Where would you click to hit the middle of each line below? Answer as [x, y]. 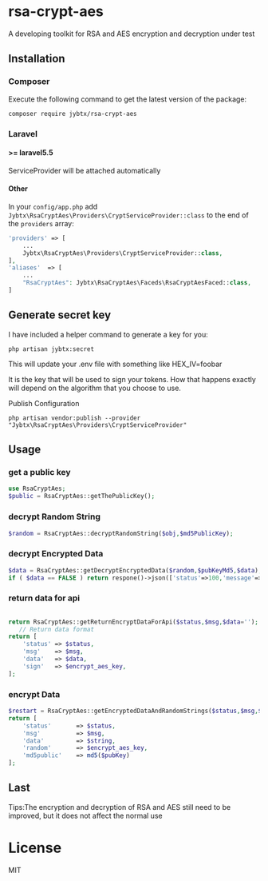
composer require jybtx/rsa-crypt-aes [73, 114]
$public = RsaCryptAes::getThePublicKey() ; [82, 496]
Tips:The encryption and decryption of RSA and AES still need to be [120, 807]
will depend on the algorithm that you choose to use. [95, 388]
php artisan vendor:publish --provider [75, 418]
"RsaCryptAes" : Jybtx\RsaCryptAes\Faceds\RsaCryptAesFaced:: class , [137, 283]
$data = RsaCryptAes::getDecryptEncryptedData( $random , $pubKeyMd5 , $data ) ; [135, 570]
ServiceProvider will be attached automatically [85, 170]
